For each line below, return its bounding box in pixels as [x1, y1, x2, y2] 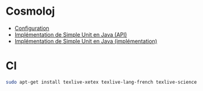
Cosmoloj [5, 4, 55, 18]
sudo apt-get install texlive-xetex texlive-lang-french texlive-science [5, 79, 198, 85]
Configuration [14, 24, 49, 32]
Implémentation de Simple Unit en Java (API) [14, 31, 127, 38]
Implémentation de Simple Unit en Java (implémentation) [14, 37, 158, 45]
